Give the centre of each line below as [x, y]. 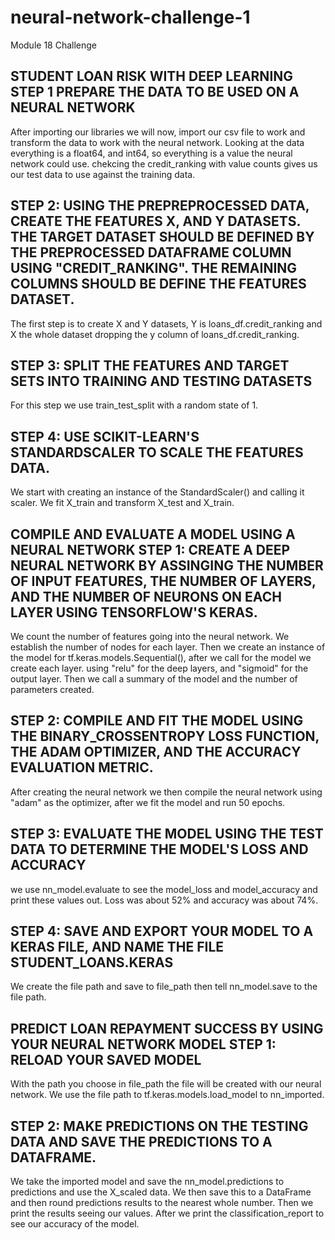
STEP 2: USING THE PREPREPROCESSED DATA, [160, 206]
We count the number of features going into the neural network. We [150, 636]
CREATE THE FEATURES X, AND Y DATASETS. [155, 221]
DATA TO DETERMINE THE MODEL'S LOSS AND [159, 849]
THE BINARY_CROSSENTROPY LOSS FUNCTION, [165, 736]
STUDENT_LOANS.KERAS [92, 962]
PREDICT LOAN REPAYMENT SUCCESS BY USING [167, 1028]
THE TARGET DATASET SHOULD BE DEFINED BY [162, 237]
